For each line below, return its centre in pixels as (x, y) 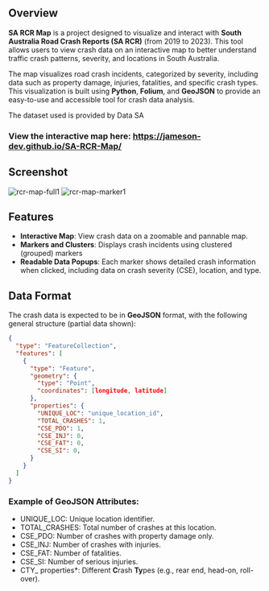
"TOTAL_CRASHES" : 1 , (72, 421)
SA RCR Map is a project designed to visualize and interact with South (125, 32)
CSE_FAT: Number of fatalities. (71, 553)
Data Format (40, 296)
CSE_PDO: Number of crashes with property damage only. (117, 535)
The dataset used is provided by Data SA (76, 115)
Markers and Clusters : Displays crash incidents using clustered (126, 245)
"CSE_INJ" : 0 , (61, 436)
